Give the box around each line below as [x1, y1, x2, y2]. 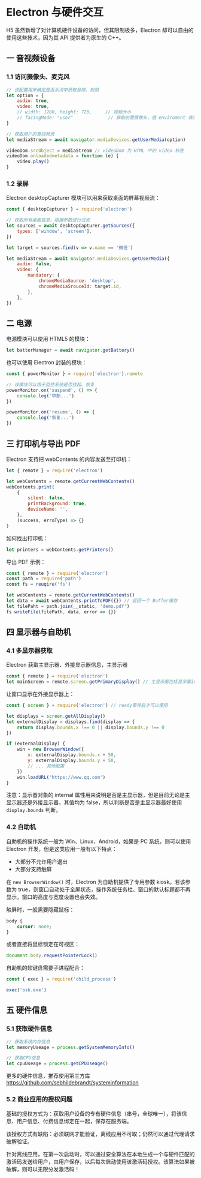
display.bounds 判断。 [6, 807, 62, 814]
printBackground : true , [28, 500, 87, 507]
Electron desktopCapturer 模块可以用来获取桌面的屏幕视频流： [6, 194, 160, 202]
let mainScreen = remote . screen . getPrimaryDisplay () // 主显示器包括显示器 [6, 679, 191, 685]
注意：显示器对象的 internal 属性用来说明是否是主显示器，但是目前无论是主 [6, 792, 190, 799]
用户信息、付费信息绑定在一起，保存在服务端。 [16, 1117, 132, 1125]
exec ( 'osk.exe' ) [6, 987, 47, 993]
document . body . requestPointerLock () [6, 952, 98, 959]
